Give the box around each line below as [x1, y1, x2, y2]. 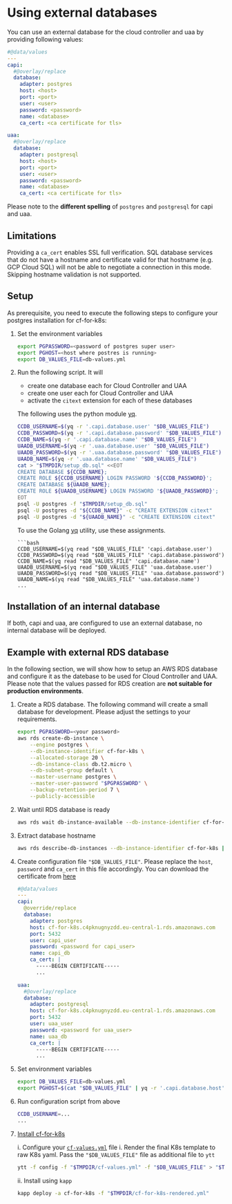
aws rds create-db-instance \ [17, 735, 105, 742]
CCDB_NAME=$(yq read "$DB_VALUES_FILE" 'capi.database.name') [17, 558, 200, 565]
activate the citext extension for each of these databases [27, 396, 193, 405]
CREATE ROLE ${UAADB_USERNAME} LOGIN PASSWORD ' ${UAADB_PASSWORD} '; [17, 488, 219, 495]
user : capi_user [30, 937, 77, 944]
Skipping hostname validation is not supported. [7, 270, 142, 278]
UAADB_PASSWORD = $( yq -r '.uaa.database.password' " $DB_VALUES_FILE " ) [17, 449, 222, 456]
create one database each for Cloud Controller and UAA [27, 382, 188, 390]
